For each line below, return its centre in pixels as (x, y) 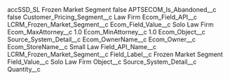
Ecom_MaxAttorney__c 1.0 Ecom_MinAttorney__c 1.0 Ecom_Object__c (106, 32)
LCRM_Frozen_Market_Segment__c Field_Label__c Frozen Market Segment (115, 54)
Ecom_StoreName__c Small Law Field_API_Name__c (82, 47)
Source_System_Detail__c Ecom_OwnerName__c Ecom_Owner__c (102, 39)
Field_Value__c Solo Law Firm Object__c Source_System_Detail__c (102, 62)
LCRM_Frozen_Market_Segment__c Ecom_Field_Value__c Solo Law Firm (110, 25)
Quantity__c (24, 69)
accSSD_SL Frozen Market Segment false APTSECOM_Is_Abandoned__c (112, 9)
